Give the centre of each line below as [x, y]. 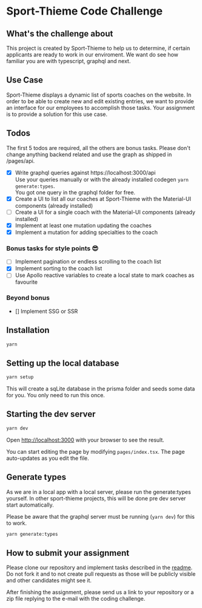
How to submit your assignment [68, 553]
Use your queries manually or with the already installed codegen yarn [102, 179]
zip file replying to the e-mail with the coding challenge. [76, 599]
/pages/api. [21, 161]
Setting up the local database [63, 363]
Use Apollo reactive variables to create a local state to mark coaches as [105, 275]
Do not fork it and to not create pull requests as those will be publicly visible [101, 574]
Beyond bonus [28, 298]
